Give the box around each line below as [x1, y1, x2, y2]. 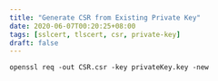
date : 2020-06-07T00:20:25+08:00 [9, 22, 136, 31]
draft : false [9, 38, 59, 48]
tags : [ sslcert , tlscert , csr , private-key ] [9, 30, 181, 39]
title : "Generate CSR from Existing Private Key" [9, 13, 202, 22]
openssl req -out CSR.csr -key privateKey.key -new [9, 63, 209, 72]
